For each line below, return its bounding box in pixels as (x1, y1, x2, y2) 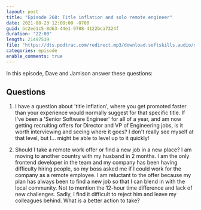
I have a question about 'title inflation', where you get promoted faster (14, 103, 187, 110)
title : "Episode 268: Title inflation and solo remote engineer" (6, 14, 172, 20)
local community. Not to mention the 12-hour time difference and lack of (14, 184, 193, 191)
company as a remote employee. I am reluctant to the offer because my (14, 172, 191, 179)
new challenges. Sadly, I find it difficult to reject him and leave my (14, 191, 176, 198)
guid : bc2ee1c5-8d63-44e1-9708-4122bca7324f (6, 25, 119, 32)
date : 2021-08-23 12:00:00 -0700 (6, 20, 90, 26)
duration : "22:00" (6, 31, 52, 37)
